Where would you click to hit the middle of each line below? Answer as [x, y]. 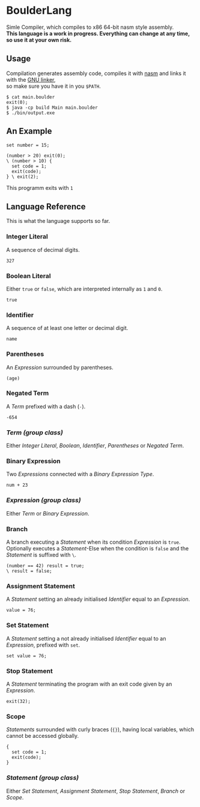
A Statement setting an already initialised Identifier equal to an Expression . [98, 599]
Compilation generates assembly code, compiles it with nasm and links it [96, 73]
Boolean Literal [29, 276]
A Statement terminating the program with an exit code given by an [89, 684]
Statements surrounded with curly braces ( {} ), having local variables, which [100, 729]
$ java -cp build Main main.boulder [52, 108]
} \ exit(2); [23, 177]
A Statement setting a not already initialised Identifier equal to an [86, 638]
